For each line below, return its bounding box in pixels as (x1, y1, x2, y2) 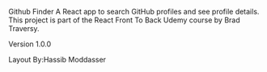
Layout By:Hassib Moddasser (8, 55, 107, 64)
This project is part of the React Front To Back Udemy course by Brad (8, 15, 240, 25)
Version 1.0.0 (8, 39, 52, 49)
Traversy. (8, 24, 40, 33)
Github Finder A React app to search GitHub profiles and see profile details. (8, 7, 260, 16)
